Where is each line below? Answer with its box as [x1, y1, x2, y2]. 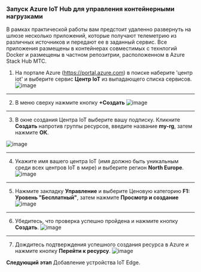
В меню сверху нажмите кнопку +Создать [14, 99, 125, 106]
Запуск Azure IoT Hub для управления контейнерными [6, 5, 175, 13]
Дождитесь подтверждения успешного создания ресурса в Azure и [14, 241, 189, 248]
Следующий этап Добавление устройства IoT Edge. [6, 259, 141, 266]
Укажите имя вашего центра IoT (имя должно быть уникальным [14, 158, 179, 165]
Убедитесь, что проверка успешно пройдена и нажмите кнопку [14, 218, 178, 225]
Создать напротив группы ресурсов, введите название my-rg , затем [14, 123, 193, 130]
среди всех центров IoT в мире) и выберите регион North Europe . [14, 164, 184, 172]
